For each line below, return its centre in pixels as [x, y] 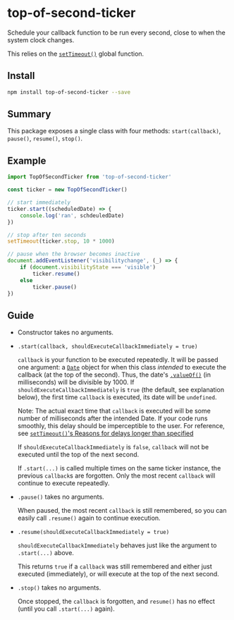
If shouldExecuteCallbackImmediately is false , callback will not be [113, 447]
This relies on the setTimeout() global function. [76, 54]
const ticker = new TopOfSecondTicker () [68, 190]
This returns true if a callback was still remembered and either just [115, 566]
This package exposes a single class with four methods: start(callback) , [114, 131]
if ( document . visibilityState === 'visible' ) [88, 267]
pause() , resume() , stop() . [45, 138]
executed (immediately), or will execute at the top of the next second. [118, 574]
